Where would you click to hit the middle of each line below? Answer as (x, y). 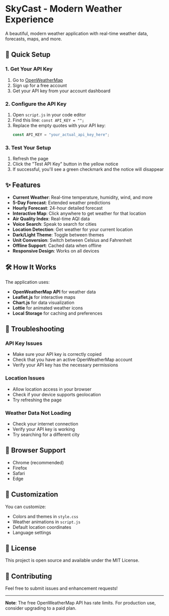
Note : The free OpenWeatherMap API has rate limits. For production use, (80, 603)
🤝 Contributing (29, 576)
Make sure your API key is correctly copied (57, 354)
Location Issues (25, 378)
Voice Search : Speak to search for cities (54, 224)
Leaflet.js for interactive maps (44, 297)
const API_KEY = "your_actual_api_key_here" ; (61, 135)
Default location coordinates (42, 527)
